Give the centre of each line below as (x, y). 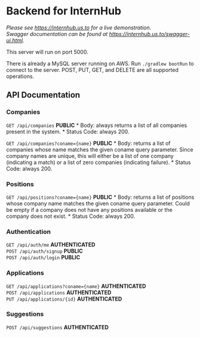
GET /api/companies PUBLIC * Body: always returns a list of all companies (97, 125)
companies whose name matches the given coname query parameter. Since (100, 149)
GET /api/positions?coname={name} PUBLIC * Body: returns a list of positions (100, 197)
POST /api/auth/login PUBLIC (43, 257)
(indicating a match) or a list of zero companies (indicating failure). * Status (99, 162)
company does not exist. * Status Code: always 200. (71, 216)
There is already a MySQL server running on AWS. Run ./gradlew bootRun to (100, 63)
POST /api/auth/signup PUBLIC (45, 251)
